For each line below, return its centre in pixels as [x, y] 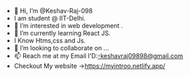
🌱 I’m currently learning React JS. [62, 33]
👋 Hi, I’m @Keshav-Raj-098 [53, 11]
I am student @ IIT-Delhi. [50, 18]
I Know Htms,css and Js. [50, 41]
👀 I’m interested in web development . [68, 26]
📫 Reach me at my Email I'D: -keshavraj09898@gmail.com [99, 56]
